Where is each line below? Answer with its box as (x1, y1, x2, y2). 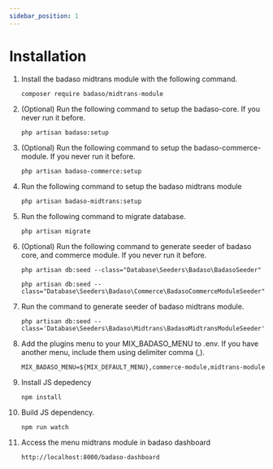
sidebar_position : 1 (9, 11, 80, 20)
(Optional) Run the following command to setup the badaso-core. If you (20, 103, 261, 114)
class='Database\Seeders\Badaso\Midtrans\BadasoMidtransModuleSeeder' (20, 324, 266, 332)
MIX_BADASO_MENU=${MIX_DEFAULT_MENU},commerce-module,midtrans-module (20, 363, 266, 371)
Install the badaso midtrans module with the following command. (20, 74, 238, 84)
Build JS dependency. (20, 407, 95, 417)
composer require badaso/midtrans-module (20, 90, 163, 98)
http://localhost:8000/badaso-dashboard (20, 453, 160, 461)
